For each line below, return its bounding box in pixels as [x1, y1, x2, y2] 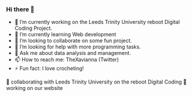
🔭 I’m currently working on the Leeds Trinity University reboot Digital [14, 19, 180, 26]
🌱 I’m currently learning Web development [14, 31, 116, 38]
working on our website [6, 85, 63, 92]
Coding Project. [14, 25, 53, 32]
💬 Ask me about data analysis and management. [14, 50, 131, 57]
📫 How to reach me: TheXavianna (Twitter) [14, 56, 119, 63]
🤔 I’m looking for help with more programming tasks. [14, 43, 141, 50]
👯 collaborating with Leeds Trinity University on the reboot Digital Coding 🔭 [6, 78, 187, 85]
